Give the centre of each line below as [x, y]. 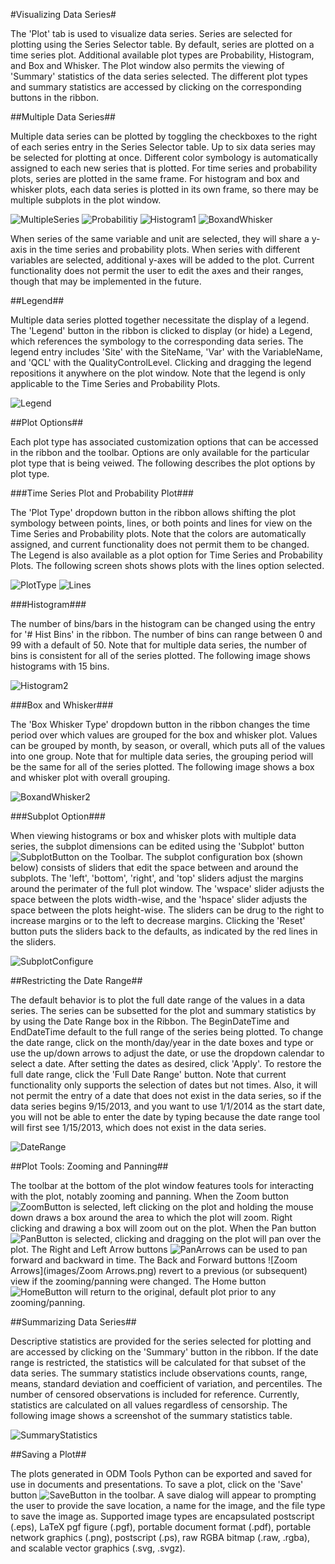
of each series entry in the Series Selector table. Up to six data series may [163, 147]
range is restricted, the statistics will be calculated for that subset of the [158, 1362]
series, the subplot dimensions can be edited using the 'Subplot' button [157, 846]
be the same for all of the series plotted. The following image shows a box [162, 767]
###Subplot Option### [58, 816]
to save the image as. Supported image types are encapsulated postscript [162, 1516]
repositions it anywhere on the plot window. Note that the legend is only [158, 373]
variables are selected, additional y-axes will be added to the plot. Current [162, 260]
